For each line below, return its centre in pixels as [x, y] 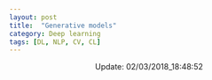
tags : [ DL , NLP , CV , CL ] [55, 42]
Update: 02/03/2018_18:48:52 [149, 67]
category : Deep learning [55, 33]
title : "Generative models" [63, 25]
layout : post [33, 17]
